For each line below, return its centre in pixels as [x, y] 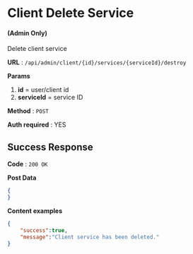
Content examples [35, 211]
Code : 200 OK [28, 164]
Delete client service [37, 49]
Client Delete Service [71, 13]
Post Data [22, 178]
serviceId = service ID [50, 98]
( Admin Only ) [27, 33]
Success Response [50, 147]
